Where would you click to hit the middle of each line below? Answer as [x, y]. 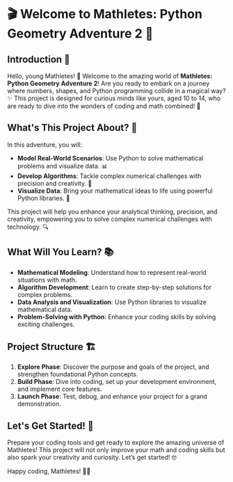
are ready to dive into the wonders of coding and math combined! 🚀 [104, 106]
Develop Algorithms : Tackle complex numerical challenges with [109, 176]
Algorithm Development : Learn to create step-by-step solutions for [114, 287]
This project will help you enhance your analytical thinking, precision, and [112, 211]
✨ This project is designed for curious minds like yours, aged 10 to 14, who [114, 98]
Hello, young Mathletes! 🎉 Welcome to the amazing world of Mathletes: [110, 76]
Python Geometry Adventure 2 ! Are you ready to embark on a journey [109, 83]
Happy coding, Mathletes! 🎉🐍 [49, 472]
